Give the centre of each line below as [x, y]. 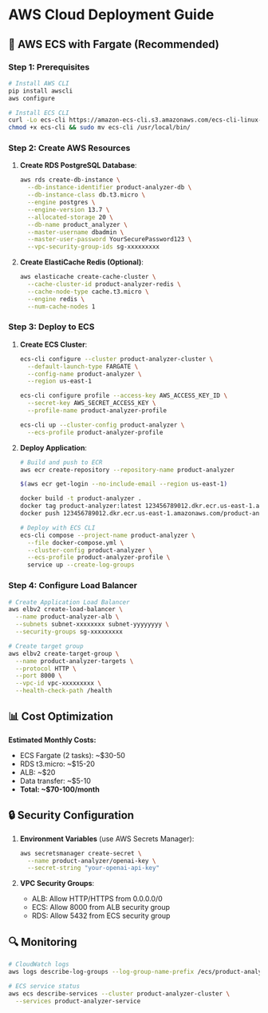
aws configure [32, 98]
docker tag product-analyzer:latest [81, 506]
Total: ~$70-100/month [59, 789]
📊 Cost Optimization [61, 717]
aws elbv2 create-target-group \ [64, 653]
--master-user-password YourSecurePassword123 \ [110, 240]
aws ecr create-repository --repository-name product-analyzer [127, 470]
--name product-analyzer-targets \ [75, 661]
